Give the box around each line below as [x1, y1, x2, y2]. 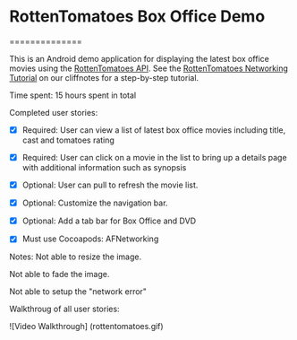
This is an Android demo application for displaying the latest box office [9, 53, 270, 64]
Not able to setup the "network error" [9, 286, 148, 297]
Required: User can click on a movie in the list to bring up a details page [21, 153, 288, 162]
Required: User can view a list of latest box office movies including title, [21, 124, 286, 135]
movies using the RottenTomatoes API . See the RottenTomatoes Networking [9, 63, 289, 74]
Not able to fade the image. [9, 269, 110, 280]
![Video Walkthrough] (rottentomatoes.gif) [9, 321, 164, 332]
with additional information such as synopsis [21, 162, 187, 173]
